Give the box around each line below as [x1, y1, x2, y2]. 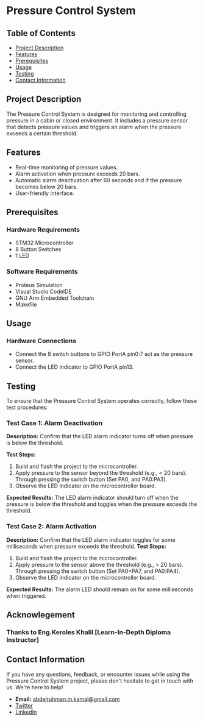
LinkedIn [15, 708, 37, 716]
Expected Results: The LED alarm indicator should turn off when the [6, 494, 179, 502]
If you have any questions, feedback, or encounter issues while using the [6, 670, 190, 678]
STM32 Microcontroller [15, 239, 74, 247]
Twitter [15, 701, 34, 709]
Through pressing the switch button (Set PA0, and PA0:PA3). [15, 476, 168, 483]
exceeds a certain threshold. [6, 129, 78, 137]
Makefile [15, 300, 37, 308]
